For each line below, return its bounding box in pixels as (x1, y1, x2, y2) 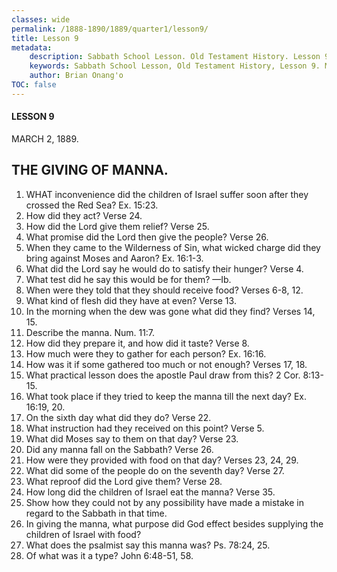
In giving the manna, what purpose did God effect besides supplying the (25, 517, 324, 530)
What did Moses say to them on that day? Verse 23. (25, 432, 239, 445)
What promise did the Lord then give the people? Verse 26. (25, 231, 269, 243)
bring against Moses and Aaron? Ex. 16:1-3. (25, 252, 204, 264)
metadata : (11, 42, 53, 53)
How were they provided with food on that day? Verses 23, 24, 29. (25, 454, 299, 466)
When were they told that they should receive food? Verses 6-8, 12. (25, 284, 304, 296)
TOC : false (11, 80, 57, 90)
